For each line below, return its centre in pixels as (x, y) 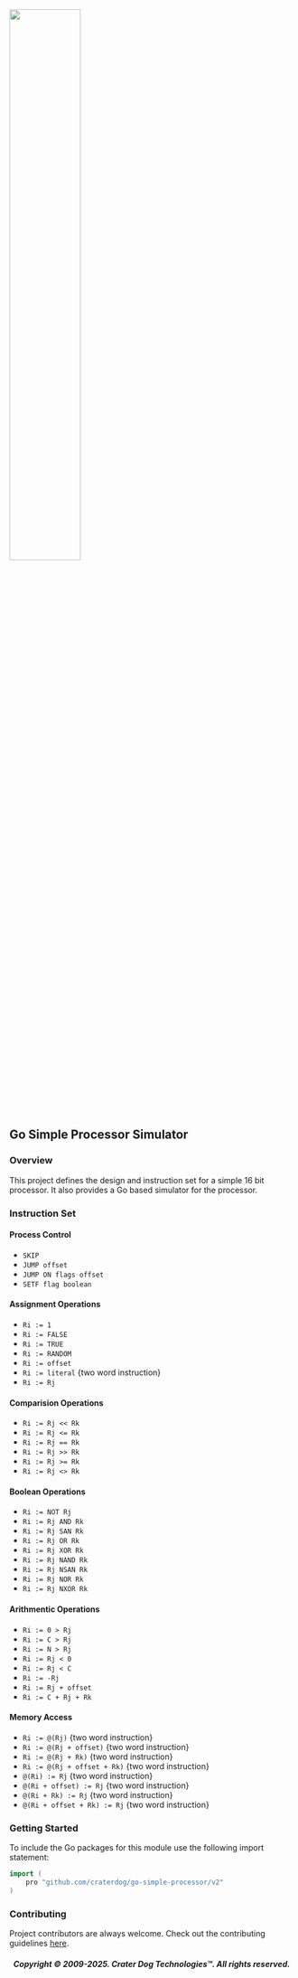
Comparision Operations (56, 1403)
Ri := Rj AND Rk (53, 1522)
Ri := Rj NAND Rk (55, 1560)
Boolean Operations (47, 1492)
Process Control (41, 1235)
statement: (29, 1858)
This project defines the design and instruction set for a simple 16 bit (137, 1180)
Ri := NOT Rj (47, 1512)
